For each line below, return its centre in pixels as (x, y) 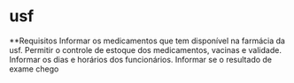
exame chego (34, 69)
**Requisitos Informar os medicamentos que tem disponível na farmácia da (147, 41)
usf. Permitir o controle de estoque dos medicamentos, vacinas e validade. (145, 49)
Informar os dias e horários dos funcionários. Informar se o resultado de (141, 59)
